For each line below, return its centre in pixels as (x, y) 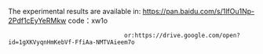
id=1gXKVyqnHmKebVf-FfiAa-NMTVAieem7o (71, 42)
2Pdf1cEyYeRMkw (37, 20)
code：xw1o (88, 20)
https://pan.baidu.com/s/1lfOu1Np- (199, 11)
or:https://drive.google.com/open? (183, 35)
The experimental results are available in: (75, 11)
